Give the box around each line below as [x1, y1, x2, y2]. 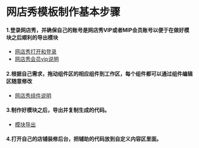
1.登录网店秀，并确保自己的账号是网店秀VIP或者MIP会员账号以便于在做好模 [6, 26, 190, 33]
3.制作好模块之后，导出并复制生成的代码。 [6, 107, 110, 114]
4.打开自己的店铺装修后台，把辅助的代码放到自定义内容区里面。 [6, 136, 162, 143]
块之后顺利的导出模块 [6, 34, 58, 41]
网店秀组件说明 [14, 92, 52, 99]
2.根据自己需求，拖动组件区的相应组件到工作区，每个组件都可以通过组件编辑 [6, 70, 193, 77]
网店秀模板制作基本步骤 [6, 5, 121, 19]
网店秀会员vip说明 [14, 56, 59, 63]
